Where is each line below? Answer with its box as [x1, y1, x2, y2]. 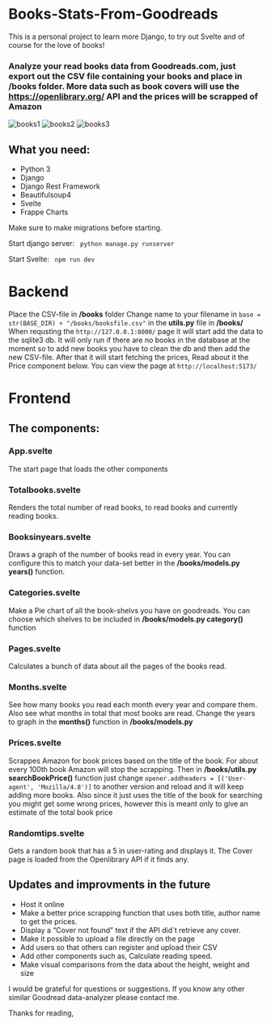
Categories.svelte [8, 587, 81, 599]
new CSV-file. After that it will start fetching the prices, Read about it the [8, 352, 249, 362]
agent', [8, 782, 35, 791]
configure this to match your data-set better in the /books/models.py [8, 558, 240, 568]
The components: [8, 422, 100, 435]
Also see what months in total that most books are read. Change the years [8, 709, 256, 719]
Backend [8, 282, 69, 301]
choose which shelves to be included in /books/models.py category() [8, 614, 244, 624]
